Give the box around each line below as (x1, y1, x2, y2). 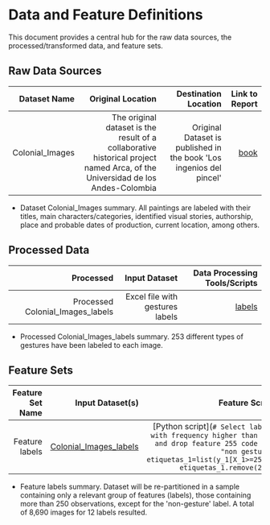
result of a (118, 131, 157, 143)
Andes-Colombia (91, 182, 157, 193)
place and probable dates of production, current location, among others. (19, 220, 260, 229)
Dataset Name (18, 93, 75, 104)
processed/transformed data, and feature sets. (8, 40, 163, 50)
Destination (176, 88, 223, 99)
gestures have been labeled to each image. (19, 340, 163, 349)
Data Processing (193, 267, 258, 279)
